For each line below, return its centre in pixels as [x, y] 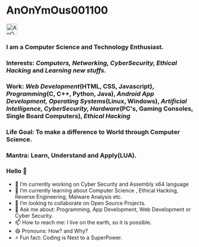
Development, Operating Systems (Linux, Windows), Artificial [97, 101]
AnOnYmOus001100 [57, 10]
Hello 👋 [17, 171]
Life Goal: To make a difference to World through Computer [93, 132]
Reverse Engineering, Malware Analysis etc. [69, 197]
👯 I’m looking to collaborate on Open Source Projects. [80, 203]
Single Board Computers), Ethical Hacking [68, 116]
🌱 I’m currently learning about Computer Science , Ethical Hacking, [97, 190]
